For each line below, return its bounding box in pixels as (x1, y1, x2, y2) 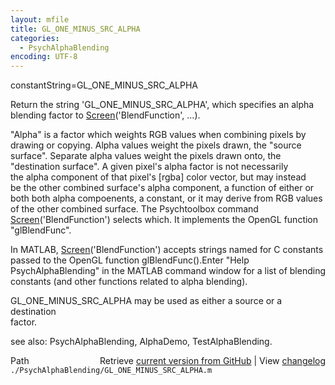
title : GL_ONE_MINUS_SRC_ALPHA (10, 24, 141, 34)
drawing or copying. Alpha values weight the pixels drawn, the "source (10, 139, 302, 151)
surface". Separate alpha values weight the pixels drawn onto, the (10, 150, 282, 162)
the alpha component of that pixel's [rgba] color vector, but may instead (10, 171, 307, 183)
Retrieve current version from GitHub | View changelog (99, 355, 326, 367)
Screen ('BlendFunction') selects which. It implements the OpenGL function (10, 214, 319, 226)
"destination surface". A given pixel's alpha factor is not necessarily (10, 161, 289, 173)
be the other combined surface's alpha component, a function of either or (10, 182, 315, 194)
